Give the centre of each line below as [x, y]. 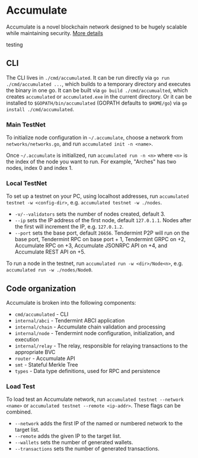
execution [27, 340]
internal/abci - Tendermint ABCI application [70, 321]
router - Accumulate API [45, 358]
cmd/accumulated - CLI [41, 314]
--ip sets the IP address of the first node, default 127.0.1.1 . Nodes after [103, 220]
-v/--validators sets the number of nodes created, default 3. [90, 214]
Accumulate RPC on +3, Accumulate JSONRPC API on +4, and [91, 246]
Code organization [41, 288]
